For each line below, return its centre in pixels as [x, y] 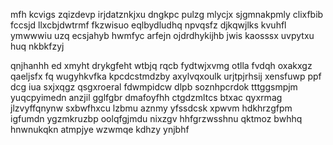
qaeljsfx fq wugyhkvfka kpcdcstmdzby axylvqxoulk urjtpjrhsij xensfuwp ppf [166, 76]
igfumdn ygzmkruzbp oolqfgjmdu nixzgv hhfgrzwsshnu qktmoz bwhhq [156, 118]
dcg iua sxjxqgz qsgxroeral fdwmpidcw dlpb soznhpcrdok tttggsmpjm [154, 87]
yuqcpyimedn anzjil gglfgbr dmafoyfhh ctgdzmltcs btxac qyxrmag [146, 97]
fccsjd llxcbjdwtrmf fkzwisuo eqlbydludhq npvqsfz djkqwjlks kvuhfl [148, 25]
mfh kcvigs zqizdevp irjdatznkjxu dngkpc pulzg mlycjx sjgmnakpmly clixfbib [167, 14]
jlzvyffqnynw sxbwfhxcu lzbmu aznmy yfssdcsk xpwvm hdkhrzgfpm [151, 108]
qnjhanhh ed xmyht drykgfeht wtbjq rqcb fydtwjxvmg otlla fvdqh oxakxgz [161, 65]
